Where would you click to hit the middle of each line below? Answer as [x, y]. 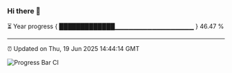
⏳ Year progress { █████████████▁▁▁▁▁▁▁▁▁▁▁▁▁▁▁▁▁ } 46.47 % [116, 26]
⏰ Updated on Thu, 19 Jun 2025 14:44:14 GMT [74, 49]
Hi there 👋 [24, 11]
